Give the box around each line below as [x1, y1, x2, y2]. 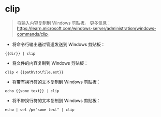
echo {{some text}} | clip [5, 88, 59, 93]
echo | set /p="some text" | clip [5, 107, 75, 112]
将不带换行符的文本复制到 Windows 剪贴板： [12, 98, 101, 103]
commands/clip [16, 31, 48, 37]
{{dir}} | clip [5, 51, 36, 56]
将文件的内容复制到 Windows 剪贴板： [12, 60, 88, 66]
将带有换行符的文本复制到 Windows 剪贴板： [12, 79, 101, 85]
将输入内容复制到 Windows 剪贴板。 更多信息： [16, 20, 111, 26]
